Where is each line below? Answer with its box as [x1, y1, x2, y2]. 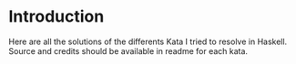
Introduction [8, 6, 105, 27]
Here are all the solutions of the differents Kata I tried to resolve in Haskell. [8, 36, 288, 47]
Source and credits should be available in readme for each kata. [8, 45, 248, 56]
